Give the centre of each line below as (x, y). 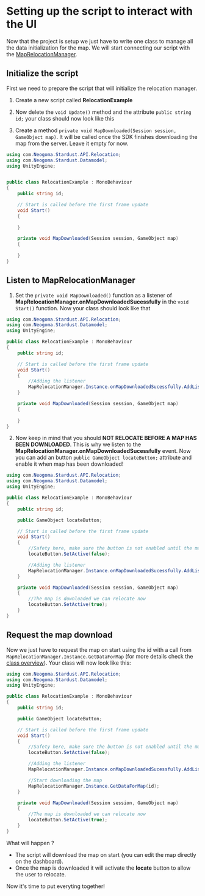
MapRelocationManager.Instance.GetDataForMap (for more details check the (100, 656)
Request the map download (59, 635)
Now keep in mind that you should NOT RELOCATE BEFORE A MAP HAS (106, 438)
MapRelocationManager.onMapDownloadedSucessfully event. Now (103, 451)
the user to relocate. (41, 874)
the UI (22, 24)
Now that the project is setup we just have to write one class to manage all (100, 41)
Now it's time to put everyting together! (56, 886)
